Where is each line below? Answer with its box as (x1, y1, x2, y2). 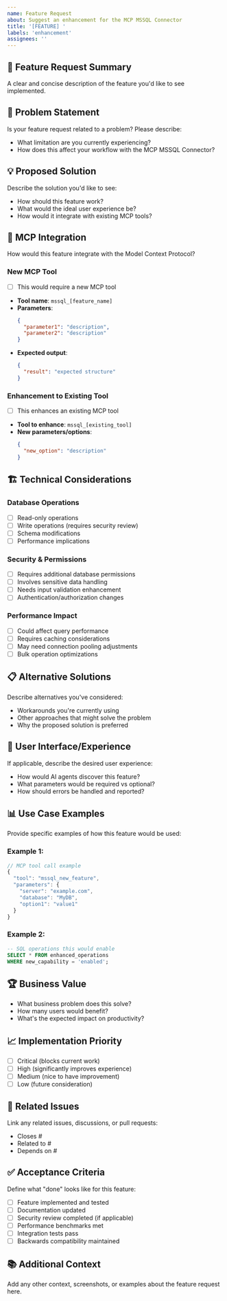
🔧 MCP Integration (7, 231, 87, 243)
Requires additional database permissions (16, 570, 136, 579)
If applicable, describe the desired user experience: (7, 759, 153, 767)
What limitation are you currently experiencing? (16, 138, 151, 147)
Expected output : (16, 349, 68, 357)
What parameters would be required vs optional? (16, 779, 156, 788)
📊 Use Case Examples (7, 808, 105, 819)
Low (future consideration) (16, 1080, 93, 1088)
